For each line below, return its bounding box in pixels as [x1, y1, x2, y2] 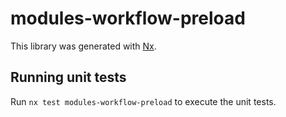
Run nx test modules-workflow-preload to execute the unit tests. [10, 95, 277, 107]
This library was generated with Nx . [10, 40, 157, 52]
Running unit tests [10, 69, 127, 86]
